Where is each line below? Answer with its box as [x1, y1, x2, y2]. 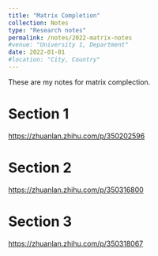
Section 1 [8, 105, 70, 123]
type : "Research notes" [8, 26, 87, 34]
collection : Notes [8, 19, 69, 27]
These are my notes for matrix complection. [8, 77, 151, 87]
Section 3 [8, 213, 73, 230]
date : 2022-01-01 [8, 48, 66, 56]
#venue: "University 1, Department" [8, 41, 129, 49]
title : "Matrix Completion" [8, 11, 101, 20]
